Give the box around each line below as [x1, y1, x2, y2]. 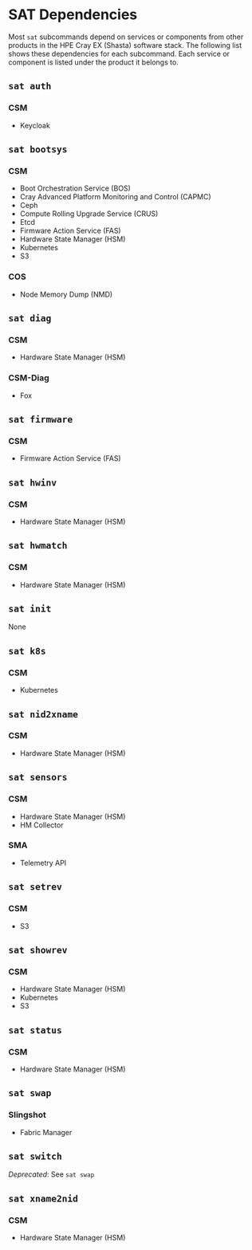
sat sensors [8, 772, 68, 783]
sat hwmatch [8, 540, 68, 552]
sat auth [8, 81, 52, 92]
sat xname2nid [8, 1193, 78, 1205]
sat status [8, 1024, 62, 1036]
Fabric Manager [19, 1127, 73, 1137]
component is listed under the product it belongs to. [8, 57, 179, 67]
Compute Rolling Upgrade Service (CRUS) [19, 209, 159, 218]
